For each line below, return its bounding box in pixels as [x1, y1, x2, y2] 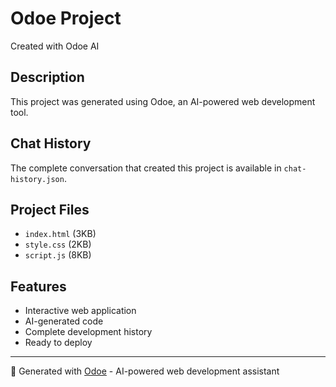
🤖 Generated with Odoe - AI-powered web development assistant [10, 365, 280, 377]
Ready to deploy [24, 337, 93, 349]
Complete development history [24, 326, 153, 338]
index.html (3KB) [24, 228, 97, 240]
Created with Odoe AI [10, 40, 100, 52]
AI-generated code [24, 315, 104, 327]
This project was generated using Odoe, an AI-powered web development [10, 95, 316, 107]
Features [10, 278, 67, 295]
